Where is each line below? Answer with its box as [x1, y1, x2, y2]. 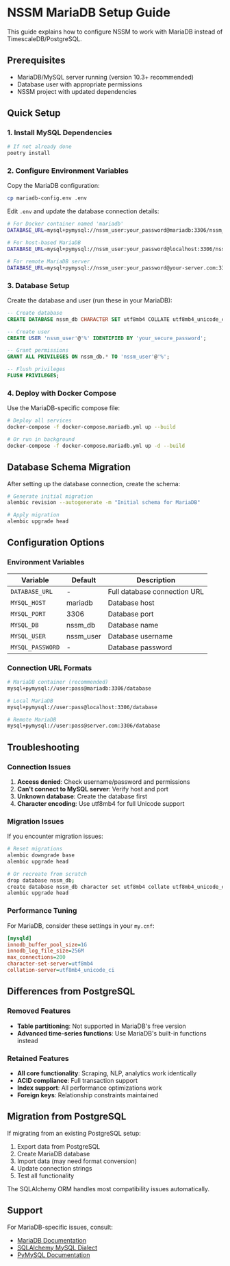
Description [136, 575, 176, 584]
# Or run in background [7, 435, 75, 443]
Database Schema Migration [7, 462, 131, 473]
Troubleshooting [7, 741, 80, 753]
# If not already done [7, 143, 72, 150]
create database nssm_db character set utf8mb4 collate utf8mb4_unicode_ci [7, 883, 228, 890]
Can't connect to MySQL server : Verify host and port [16, 785, 169, 793]
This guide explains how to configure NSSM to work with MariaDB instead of [7, 27, 223, 36]
